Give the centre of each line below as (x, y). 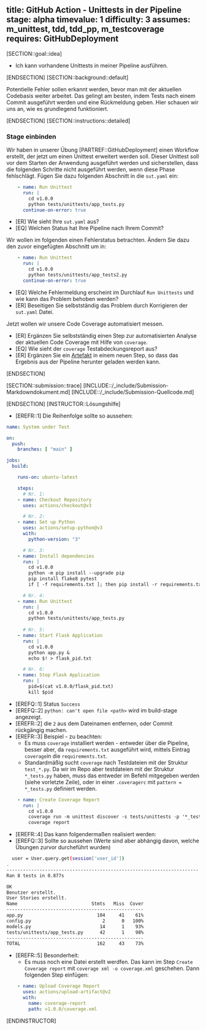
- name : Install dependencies (56, 556)
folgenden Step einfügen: (56, 975)
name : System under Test (38, 427)
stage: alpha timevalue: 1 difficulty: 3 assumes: (99, 20)
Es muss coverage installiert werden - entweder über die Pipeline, (107, 743)
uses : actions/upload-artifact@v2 (67, 992)
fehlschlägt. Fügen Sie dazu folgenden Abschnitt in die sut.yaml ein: (93, 176)
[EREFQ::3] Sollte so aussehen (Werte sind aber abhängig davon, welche (107, 841)
